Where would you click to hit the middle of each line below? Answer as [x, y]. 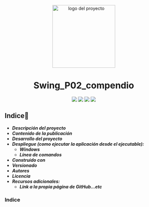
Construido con [29, 160]
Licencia [21, 176]
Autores [21, 170]
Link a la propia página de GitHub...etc [61, 186]
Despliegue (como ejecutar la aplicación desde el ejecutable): [78, 144]
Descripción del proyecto [39, 128]
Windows [30, 149]
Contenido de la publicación [42, 133]
